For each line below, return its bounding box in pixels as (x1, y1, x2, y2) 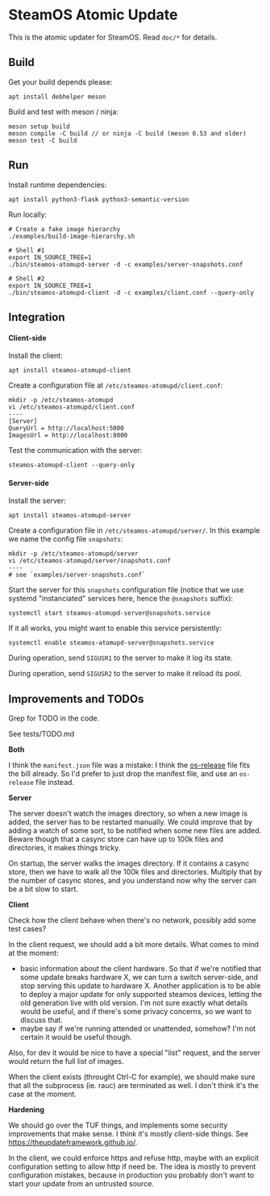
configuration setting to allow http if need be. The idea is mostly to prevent (8, 1162, 256, 1172)
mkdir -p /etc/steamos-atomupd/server (8, 550, 139, 558)
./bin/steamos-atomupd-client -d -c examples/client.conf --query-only (8, 289, 254, 297)
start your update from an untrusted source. (8, 1179, 155, 1189)
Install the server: (8, 496, 66, 505)
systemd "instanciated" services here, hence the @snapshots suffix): (8, 594, 234, 604)
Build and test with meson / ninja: (8, 106, 119, 116)
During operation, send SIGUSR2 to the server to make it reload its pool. (8, 669, 242, 679)
